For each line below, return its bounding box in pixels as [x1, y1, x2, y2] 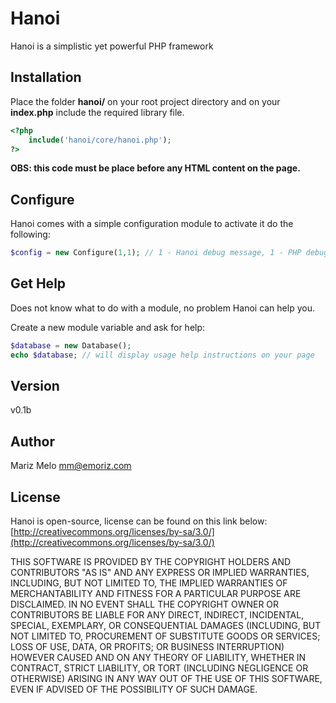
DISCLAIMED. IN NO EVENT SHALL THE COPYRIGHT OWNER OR [10, 598, 280, 611]
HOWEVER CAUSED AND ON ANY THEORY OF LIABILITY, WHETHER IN [10, 652, 307, 664]
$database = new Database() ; [10, 340, 132, 351]
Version [10, 378, 60, 395]
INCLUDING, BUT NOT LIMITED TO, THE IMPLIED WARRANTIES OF [10, 577, 288, 589]
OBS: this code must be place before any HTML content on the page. [10, 162, 301, 174]
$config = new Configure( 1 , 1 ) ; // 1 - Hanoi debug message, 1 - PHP [10, 248, 302, 258]
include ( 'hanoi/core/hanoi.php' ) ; [28, 135, 172, 145]
